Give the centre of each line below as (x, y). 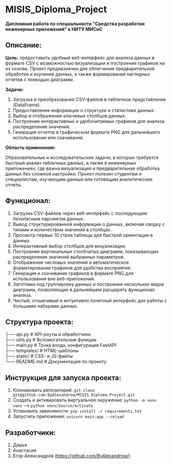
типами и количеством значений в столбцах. (62, 229)
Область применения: (31, 147)
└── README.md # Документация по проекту (56, 362)
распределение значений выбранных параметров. (69, 257)
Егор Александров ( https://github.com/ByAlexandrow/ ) (72, 456)
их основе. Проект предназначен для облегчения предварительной (80, 68)
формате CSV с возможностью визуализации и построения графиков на (85, 63)
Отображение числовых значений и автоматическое (71, 262)
